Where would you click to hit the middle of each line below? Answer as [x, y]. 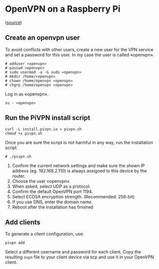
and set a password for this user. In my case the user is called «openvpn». [80, 55]
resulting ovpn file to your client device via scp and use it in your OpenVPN [80, 257]
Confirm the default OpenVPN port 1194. [52, 192]
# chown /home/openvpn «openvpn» [39, 81]
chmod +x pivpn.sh [24, 133]
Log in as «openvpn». [27, 94]
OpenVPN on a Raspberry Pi [63, 9]
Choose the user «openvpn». [41, 181]
